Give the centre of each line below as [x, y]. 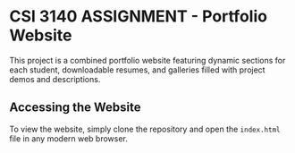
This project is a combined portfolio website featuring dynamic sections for [147, 60]
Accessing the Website [75, 108]
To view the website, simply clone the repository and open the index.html [145, 129]
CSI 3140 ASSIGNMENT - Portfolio [139, 17]
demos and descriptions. [55, 79]
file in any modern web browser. [68, 138]
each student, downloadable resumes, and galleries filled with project [137, 70]
